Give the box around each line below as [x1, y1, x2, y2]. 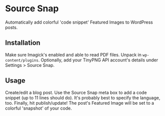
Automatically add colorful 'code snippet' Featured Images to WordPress [5, 19, 153, 25]
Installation [5, 39, 41, 47]
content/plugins [5, 58, 39, 63]
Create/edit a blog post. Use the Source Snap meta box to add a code [5, 89, 147, 95]
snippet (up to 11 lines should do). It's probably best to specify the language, [5, 94, 161, 101]
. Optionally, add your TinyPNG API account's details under [38, 57, 159, 63]
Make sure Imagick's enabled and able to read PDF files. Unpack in [5, 52, 142, 58]
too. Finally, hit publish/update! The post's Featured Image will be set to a [5, 100, 154, 106]
